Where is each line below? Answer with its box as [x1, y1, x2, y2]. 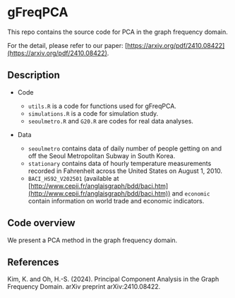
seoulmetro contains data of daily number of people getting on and [28, 144, 222, 153]
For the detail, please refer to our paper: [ [7, 41, 128, 49]
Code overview [7, 217, 76, 230]
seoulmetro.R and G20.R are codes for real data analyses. [28, 117, 194, 125]
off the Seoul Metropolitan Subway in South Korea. [28, 151, 176, 160]
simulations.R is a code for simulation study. [28, 109, 159, 117]
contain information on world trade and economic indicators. [28, 196, 205, 205]
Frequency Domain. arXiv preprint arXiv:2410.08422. [7, 282, 161, 291]
